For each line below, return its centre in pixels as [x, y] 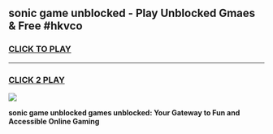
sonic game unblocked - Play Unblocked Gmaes [132, 13]
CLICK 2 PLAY [37, 80]
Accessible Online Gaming [54, 121]
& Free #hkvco [45, 26]
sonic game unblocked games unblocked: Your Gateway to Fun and [124, 112]
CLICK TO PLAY [40, 50]
